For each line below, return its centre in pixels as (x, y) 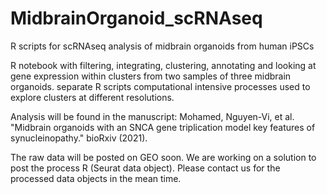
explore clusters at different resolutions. (92, 97)
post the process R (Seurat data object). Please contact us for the (145, 168)
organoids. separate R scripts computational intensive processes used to (160, 86)
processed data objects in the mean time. (96, 178)
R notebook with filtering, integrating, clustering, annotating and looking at (163, 65)
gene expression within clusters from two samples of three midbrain (151, 76)
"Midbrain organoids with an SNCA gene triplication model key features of (163, 127)
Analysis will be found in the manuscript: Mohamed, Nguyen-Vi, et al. (152, 116)
